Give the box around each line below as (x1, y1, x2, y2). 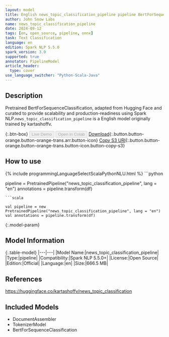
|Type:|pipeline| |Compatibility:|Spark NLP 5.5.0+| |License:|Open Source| (5, 255, 158, 261)
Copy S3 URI (99, 137, 126, 143)
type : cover (10, 68, 35, 73)
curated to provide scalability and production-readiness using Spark (5, 110, 147, 116)
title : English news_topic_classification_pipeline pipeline (5, 12, 136, 17)
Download (88, 131, 110, 137)
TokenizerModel (12, 321, 46, 327)
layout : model (5, 7, 35, 13)
